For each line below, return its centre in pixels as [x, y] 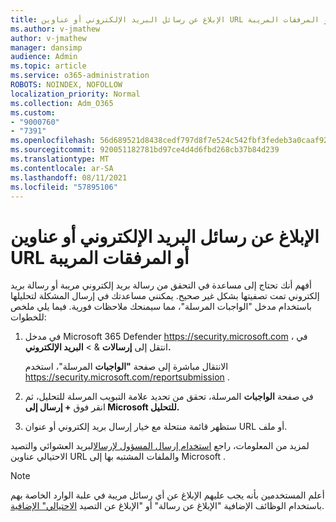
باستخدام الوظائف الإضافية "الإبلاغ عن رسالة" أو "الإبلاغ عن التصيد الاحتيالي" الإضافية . [167, 506]
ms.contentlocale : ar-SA [62, 168]
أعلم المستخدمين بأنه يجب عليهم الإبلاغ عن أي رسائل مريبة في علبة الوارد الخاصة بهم [167, 495]
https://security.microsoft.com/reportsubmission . [127, 377]
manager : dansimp [46, 47]
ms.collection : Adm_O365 [62, 103]
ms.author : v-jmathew [55, 29]
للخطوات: [28, 317]
